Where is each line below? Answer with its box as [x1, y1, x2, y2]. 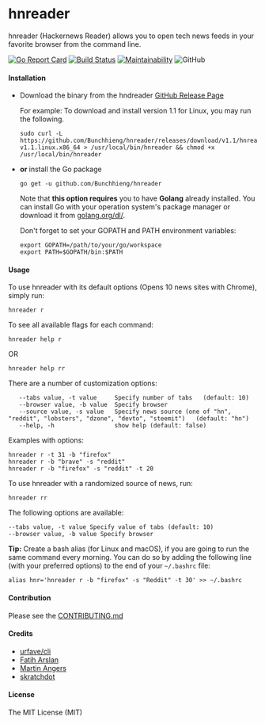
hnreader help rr [8, 365, 66, 373]
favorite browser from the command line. [8, 39, 142, 48]
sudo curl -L [19, 130, 63, 138]
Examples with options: [8, 435, 85, 445]
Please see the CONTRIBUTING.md [8, 611, 124, 620]
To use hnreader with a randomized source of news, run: [8, 479, 193, 488]
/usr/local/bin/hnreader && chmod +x [90, 144, 215, 151]
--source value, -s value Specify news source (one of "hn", [18, 408, 232, 416]
